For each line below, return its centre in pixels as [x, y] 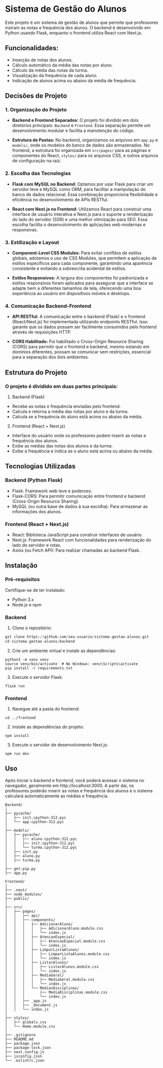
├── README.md [19, 1039]
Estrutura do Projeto [36, 372]
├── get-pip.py [20, 869]
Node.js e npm [27, 604]
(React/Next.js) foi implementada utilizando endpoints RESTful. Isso [80, 322]
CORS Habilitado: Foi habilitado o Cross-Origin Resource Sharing [78, 341]
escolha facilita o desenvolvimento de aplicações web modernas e [79, 225]
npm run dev [17, 754]
